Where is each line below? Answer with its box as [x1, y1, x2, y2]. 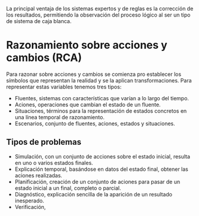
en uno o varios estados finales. [14, 159, 93, 166]
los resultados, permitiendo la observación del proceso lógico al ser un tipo [6, 11, 191, 18]
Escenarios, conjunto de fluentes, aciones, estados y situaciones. [14, 120, 175, 127]
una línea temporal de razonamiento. [14, 113, 105, 120]
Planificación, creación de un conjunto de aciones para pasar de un [14, 178, 180, 185]
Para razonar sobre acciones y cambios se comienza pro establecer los [6, 71, 182, 78]
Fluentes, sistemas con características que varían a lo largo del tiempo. [14, 94, 189, 101]
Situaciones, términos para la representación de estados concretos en [14, 107, 187, 115]
